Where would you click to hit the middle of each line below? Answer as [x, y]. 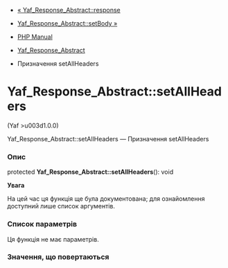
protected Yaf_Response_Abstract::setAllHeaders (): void [90, 172]
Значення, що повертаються [58, 257]
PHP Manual [35, 37]
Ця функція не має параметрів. [53, 239]
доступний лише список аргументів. [61, 206]
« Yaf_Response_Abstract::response [69, 10]
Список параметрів [42, 224]
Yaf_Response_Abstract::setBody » [67, 23]
